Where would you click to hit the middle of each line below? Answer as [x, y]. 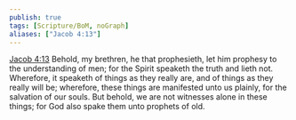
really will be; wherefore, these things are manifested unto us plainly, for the [148, 88]
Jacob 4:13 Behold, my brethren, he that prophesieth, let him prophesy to [143, 60]
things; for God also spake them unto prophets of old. [108, 107]
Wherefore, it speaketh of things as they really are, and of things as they [141, 78]
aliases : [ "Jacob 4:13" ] [55, 34]
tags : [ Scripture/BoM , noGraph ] [69, 26]
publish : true [36, 17]
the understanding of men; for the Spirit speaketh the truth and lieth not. [141, 68]
